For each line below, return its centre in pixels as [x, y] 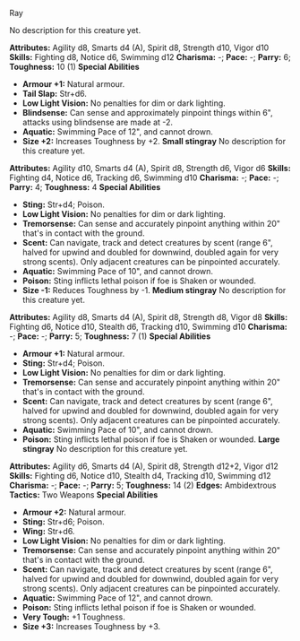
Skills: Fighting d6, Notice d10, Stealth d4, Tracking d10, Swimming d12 [140, 476]
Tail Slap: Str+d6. [55, 94]
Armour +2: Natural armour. [74, 512]
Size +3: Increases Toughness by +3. [91, 626]
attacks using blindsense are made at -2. [97, 122]
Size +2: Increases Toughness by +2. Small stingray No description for [154, 141]
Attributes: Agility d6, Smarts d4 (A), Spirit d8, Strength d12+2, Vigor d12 [144, 466]
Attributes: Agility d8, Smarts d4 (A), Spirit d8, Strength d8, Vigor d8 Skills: [149, 317]
